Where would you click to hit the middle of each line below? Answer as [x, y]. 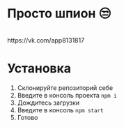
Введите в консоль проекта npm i [67, 95]
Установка [39, 69]
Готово [28, 117]
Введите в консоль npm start [60, 110]
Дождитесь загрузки [48, 103]
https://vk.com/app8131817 [46, 40]
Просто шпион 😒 [59, 14]
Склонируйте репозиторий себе [65, 88]
